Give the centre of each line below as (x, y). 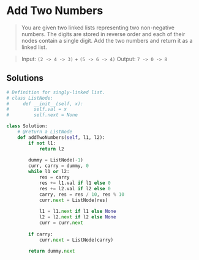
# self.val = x (37, 110)
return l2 (51, 149)
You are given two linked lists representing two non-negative (98, 28)
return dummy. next (52, 251)
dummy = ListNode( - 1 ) (56, 160)
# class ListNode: (30, 98)
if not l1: (42, 143)
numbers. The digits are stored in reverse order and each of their (103, 34)
